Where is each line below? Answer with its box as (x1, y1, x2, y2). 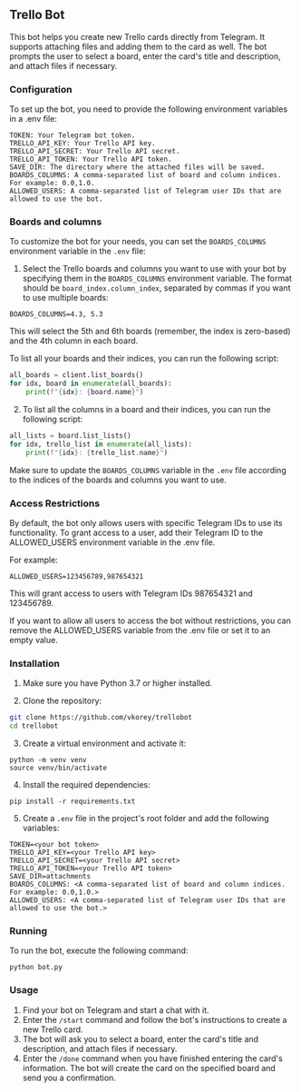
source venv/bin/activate (9, 763, 107, 772)
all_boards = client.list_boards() (9, 371, 144, 380)
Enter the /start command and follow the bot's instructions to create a (22, 1014, 287, 1025)
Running (9, 924, 48, 937)
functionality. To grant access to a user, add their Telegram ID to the (9, 527, 264, 538)
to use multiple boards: (22, 293, 109, 303)
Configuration (9, 83, 73, 95)
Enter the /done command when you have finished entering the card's (22, 1053, 283, 1064)
